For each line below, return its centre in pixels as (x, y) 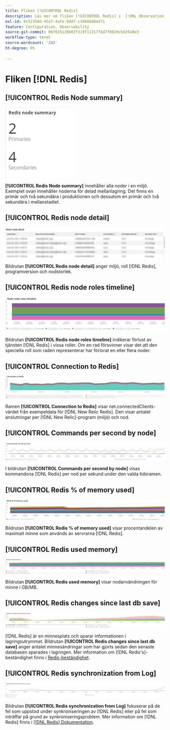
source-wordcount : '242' (31, 43)
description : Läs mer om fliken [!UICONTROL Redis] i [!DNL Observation (85, 16)
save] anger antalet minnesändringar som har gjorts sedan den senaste (80, 646)
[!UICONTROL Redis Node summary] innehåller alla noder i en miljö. (77, 185)
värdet (12, 412)
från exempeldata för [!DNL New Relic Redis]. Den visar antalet (85, 412)
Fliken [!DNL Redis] (46, 79)
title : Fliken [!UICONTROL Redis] (42, 11)
